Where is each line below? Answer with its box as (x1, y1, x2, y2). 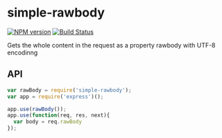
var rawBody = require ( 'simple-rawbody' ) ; (7, 86, 132, 94)
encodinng (7, 48, 38, 57)
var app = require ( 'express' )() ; (7, 93, 104, 100)
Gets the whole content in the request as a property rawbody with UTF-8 (7, 41, 216, 49)
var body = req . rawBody (13, 119, 82, 126)
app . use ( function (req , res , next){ (7, 112, 110, 119)
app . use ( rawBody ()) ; (7, 106, 67, 112)
